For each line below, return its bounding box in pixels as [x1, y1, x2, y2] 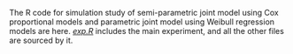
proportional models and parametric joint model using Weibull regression [9, 17, 275, 27]
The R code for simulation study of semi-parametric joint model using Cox [9, 8, 279, 17]
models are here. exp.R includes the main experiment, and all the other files [9, 26, 285, 36]
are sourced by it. [9, 35, 73, 45]
